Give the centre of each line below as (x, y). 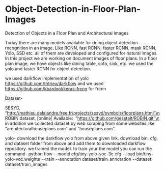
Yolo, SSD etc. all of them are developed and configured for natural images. (82, 53)
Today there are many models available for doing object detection (72, 42)
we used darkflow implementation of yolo (47, 78)
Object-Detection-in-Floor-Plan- (73, 9)
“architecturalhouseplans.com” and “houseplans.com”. (60, 128)
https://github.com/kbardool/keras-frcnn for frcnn (56, 88)
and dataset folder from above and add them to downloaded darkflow (76, 143)
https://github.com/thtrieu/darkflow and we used (55, 83)
